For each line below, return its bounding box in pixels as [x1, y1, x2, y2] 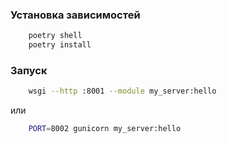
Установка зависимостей [10, 8, 141, 22]
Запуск [10, 63, 48, 77]
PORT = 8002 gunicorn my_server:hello [28, 124, 182, 134]
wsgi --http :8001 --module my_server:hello [28, 86, 217, 97]
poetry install [28, 40, 92, 50]
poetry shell [28, 31, 83, 41]
